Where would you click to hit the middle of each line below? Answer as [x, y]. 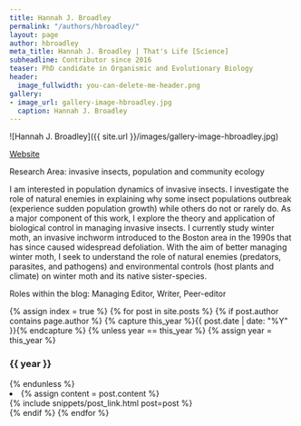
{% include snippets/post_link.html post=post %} [101, 403]
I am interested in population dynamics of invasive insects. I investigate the [150, 189]
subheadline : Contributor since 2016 [81, 60]
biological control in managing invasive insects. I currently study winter [142, 228]
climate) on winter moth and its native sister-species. [108, 276]
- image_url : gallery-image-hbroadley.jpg [91, 102]
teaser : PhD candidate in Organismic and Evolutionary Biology [131, 69]
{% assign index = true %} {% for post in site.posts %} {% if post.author [144, 312]
